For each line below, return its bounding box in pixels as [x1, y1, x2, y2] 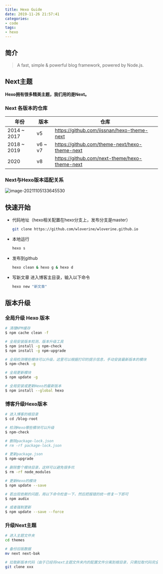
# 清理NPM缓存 [5, 326, 31, 331]
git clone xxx [5, 564, 34, 569]
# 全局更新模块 [5, 370, 32, 375]
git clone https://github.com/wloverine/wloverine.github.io [12, 227, 139, 232]
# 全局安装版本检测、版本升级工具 [5, 339, 64, 344]
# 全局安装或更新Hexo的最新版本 [5, 384, 62, 389]
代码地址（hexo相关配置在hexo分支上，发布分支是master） [12, 217, 130, 223]
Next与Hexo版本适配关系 [5, 176, 64, 183]
